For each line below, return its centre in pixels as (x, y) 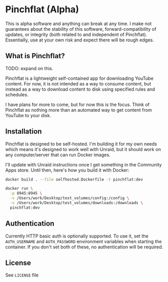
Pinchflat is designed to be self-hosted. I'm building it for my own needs (81, 144)
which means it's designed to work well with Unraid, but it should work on (83, 149)
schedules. (17, 94)
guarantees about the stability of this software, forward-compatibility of (81, 29)
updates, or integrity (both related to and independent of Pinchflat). (76, 34)
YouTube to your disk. (28, 115)
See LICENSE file (22, 275)
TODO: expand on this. (29, 68)
